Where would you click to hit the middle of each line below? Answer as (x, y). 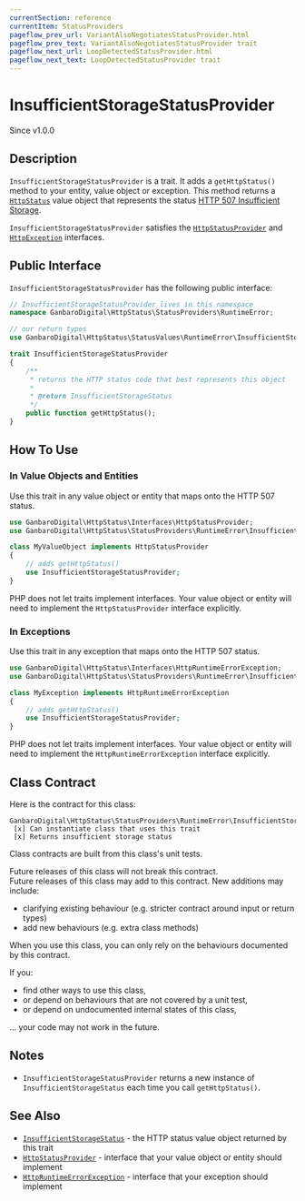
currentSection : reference (60, 18)
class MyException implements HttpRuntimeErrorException (119, 692)
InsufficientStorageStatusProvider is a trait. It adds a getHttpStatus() (143, 181)
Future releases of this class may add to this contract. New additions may (147, 881)
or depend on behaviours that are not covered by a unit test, (135, 999)
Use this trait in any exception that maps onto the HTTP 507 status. (135, 651)
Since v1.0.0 (32, 130)
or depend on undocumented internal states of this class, (130, 1009)
